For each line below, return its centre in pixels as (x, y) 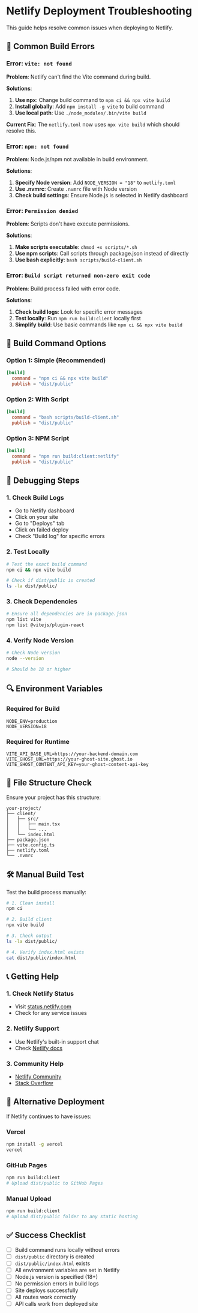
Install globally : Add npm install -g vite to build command (89, 106)
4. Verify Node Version (40, 640)
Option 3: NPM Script (38, 438)
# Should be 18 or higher (38, 669)
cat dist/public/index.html (41, 958)
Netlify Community (38, 1076)
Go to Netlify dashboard (45, 510)
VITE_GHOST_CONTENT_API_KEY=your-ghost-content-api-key (77, 764)
